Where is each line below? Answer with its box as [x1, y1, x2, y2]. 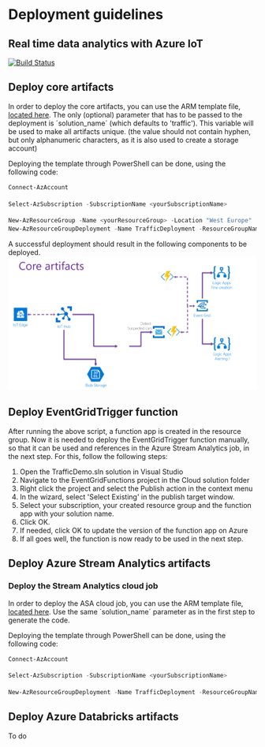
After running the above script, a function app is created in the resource [8, 426, 242, 435]
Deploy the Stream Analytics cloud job [8, 581, 159, 592]
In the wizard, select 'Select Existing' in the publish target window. [19, 491, 235, 502]
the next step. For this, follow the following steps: [8, 451, 168, 461]
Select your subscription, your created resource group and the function [19, 500, 252, 510]
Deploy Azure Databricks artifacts [8, 710, 179, 723]
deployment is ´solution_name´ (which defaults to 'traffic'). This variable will [8, 118, 254, 128]
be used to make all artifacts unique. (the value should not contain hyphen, [8, 126, 251, 136]
